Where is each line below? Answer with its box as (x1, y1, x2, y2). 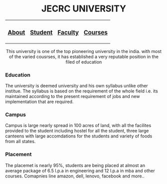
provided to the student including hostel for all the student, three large (5, 128, 149, 134)
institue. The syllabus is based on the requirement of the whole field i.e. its (5, 88, 158, 94)
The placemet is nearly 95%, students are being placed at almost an (5, 162, 146, 168)
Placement (5, 151, 32, 158)
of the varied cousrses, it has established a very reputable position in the (9, 53, 159, 59)
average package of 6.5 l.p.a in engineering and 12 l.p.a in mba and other (5, 167, 156, 173)
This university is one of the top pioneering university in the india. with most (5, 48, 162, 54)
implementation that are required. (5, 98, 74, 105)
